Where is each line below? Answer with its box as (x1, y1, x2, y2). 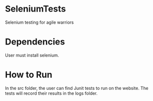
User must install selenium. (5, 52, 59, 58)
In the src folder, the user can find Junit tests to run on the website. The (5, 85, 149, 91)
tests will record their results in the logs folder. (5, 90, 98, 96)
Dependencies (5, 36, 65, 47)
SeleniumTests (5, 3, 66, 14)
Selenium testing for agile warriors (5, 19, 74, 25)
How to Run (5, 69, 52, 80)
